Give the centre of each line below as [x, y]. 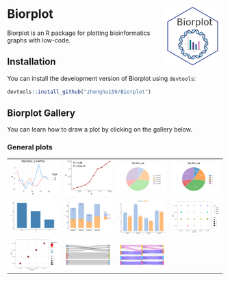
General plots [30, 147]
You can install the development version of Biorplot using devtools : [102, 78]
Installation [31, 62]
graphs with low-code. [39, 40]
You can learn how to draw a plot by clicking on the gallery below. [100, 130]
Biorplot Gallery [41, 113]
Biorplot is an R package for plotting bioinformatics [79, 33]
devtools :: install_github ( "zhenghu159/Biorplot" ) [79, 92]
